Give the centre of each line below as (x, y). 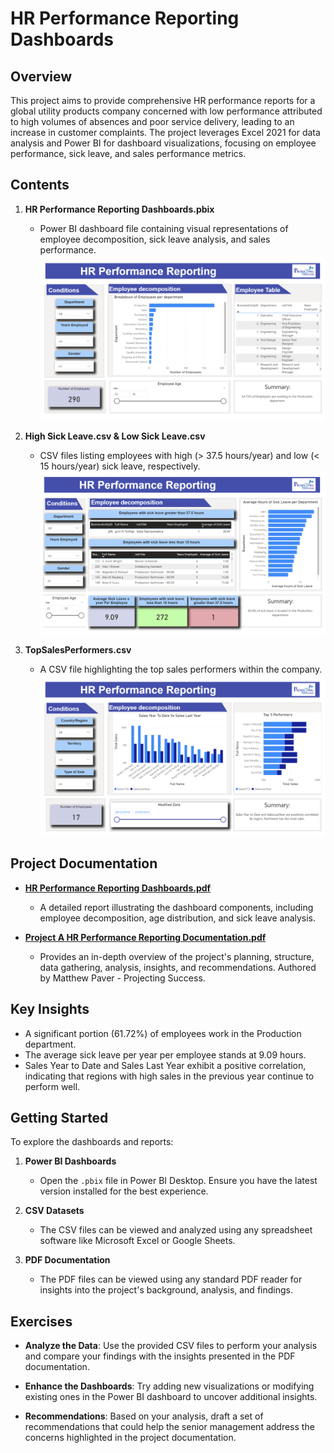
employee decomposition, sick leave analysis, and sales (155, 239)
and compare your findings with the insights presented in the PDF (160, 1356)
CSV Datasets (54, 1211)
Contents (40, 185)
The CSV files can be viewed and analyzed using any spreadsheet (176, 1230)
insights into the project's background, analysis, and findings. (166, 1290)
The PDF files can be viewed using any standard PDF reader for (171, 1279)
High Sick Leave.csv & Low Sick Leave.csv (115, 436)
